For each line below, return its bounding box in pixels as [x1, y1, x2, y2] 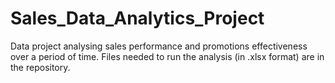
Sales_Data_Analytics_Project [10, 7, 265, 30]
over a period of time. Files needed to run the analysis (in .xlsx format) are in [10, 50, 325, 62]
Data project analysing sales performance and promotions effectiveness [10, 40, 308, 52]
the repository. [10, 61, 71, 73]
